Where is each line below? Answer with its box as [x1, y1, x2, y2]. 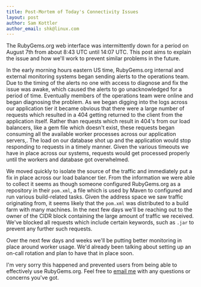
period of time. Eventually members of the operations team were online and [6, 92, 194, 99]
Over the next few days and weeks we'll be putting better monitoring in [6, 237, 182, 244]
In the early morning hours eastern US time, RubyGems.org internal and [6, 67, 184, 74]
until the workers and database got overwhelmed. [6, 156, 129, 163]
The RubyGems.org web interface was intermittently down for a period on [6, 42, 189, 49]
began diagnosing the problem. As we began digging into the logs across [6, 99, 188, 106]
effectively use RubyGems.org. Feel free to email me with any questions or [6, 268, 191, 275]
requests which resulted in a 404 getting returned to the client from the [6, 111, 183, 119]
